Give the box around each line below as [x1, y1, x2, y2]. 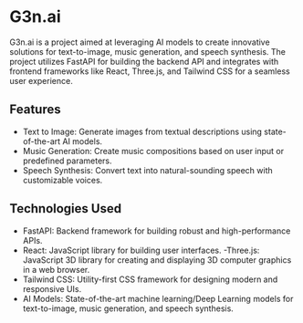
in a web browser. [22, 264, 90, 275]
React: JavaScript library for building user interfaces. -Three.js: [22, 245, 260, 255]
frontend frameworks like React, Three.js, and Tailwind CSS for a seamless [9, 66, 290, 77]
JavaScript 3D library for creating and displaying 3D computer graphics [22, 254, 292, 266]
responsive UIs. [22, 283, 82, 294]
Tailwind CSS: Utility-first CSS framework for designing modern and [22, 274, 278, 285]
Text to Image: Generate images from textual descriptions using [22, 126, 263, 137]
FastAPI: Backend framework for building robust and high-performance [22, 225, 291, 236]
